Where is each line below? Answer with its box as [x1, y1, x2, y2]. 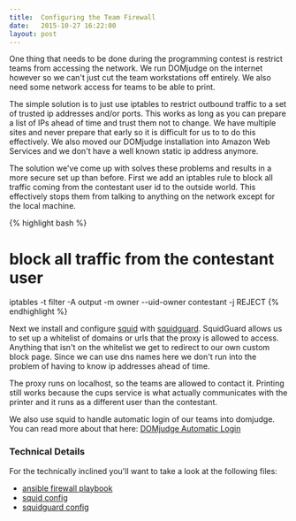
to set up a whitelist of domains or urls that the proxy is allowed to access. [9, 333, 279, 343]
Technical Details [9, 446, 86, 458]
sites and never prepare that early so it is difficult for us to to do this [9, 127, 256, 138]
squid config [21, 492, 68, 502]
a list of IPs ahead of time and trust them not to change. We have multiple [9, 118, 277, 128]
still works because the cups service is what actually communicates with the [9, 387, 288, 398]
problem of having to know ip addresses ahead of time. [9, 361, 210, 372]
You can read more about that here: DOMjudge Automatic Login [9, 424, 241, 434]
